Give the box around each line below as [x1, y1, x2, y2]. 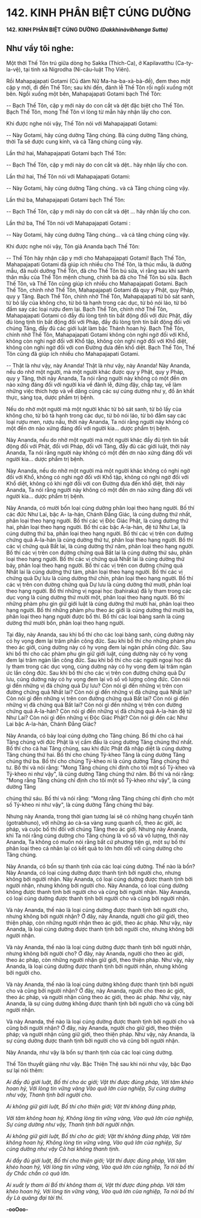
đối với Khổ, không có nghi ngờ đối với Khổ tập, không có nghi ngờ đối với [6, 473, 189, 480]
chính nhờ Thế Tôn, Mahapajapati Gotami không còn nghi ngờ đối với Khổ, [6, 331, 190, 338]
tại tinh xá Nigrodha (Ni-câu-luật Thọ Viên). [23, 66, 131, 73]
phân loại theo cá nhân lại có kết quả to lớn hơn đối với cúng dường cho [6, 845, 183, 852]
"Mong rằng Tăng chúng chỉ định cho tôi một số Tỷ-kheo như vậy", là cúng [6, 776, 191, 784]
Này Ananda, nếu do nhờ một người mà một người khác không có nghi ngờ [6, 467, 190, 474]
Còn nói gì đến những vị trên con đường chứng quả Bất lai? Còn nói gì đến [6, 694, 189, 702]
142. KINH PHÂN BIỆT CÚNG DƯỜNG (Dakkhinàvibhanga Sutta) [6, 26, 168, 33]
